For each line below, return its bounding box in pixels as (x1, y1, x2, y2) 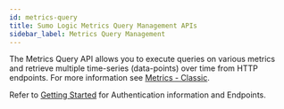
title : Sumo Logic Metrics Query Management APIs (9, 21, 198, 30)
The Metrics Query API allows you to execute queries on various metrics (9, 54, 275, 65)
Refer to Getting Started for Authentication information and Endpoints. (9, 90, 266, 100)
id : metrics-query (9, 12, 78, 22)
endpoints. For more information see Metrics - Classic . (9, 73, 210, 83)
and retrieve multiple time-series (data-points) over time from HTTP (9, 63, 259, 74)
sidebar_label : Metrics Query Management (9, 29, 166, 38)
